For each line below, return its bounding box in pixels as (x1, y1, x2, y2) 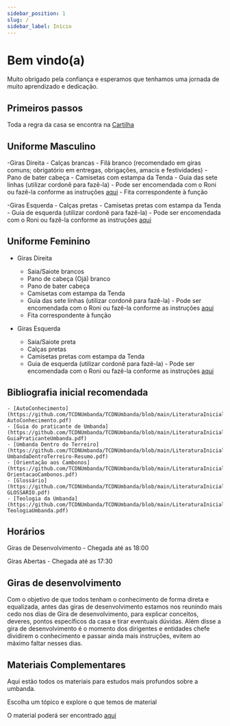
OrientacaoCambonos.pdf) (7, 471, 78, 478)
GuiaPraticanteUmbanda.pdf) (7, 435, 88, 442)
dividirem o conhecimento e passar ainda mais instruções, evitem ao (7, 632, 201, 640)
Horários (7, 525, 45, 537)
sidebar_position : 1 (7, 10, 66, 17)
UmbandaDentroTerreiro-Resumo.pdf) (7, 453, 109, 460)
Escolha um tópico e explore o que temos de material (7, 698, 157, 706)
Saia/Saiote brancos (27, 267, 84, 275)
